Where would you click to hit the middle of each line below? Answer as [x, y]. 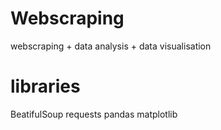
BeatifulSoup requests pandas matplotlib [94, 114]
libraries [45, 86]
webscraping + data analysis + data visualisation [111, 46]
